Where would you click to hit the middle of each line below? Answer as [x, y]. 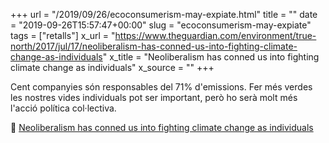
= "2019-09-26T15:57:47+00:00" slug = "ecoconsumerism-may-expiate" [161, 25]
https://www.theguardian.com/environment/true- [215, 35]
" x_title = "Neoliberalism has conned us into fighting [211, 57]
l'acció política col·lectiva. [63, 108]
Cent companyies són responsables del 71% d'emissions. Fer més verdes [161, 87]
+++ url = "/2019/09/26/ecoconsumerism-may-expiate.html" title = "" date [164, 14]
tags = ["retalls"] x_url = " [63, 35]
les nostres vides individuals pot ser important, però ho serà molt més [154, 97]
